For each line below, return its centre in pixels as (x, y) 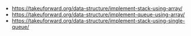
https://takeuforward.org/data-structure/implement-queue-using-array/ (98, 15)
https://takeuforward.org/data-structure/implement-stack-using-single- (98, 21)
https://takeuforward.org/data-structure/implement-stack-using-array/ (97, 8)
